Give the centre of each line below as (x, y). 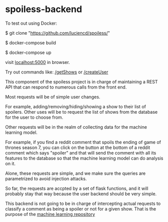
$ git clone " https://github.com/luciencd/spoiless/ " (58, 33)
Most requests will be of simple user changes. (53, 97)
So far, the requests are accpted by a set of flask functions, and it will (77, 188)
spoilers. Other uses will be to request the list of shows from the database (81, 112)
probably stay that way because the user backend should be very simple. (81, 194)
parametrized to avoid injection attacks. (46, 178)
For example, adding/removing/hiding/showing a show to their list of (76, 106)
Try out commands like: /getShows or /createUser (57, 72)
